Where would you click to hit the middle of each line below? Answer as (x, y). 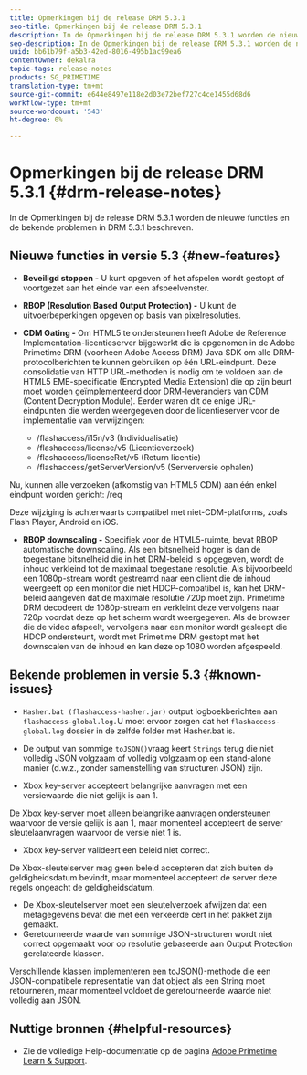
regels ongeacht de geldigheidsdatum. (82, 887)
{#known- (233, 675)
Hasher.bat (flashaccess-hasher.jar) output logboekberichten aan (150, 711)
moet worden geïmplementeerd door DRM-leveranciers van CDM (145, 391)
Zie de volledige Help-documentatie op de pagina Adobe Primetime (149, 1050)
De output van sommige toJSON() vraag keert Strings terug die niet (148, 748)
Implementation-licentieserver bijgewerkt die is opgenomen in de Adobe (159, 343)
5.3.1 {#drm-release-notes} (116, 192)
